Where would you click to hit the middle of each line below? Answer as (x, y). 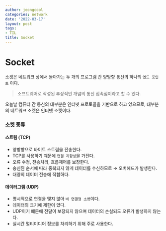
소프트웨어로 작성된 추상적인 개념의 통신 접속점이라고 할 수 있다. (79, 93)
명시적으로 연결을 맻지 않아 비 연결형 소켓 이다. (56, 199)
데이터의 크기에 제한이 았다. (39, 205)
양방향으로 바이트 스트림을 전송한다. (47, 149)
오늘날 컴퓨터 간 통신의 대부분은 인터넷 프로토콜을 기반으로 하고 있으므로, (75, 104)
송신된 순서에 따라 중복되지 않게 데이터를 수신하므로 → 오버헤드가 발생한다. (85, 168)
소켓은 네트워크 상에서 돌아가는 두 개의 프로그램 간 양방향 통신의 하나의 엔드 (78, 77)
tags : (11, 28)
